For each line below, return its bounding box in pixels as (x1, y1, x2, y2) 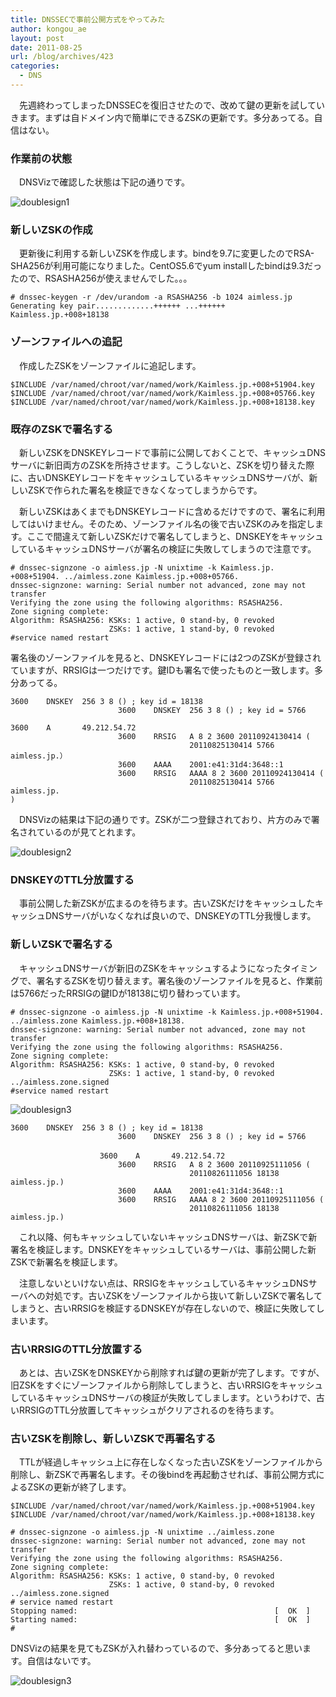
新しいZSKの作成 (10, 223, 93, 237)
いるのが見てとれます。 (44, 826, 142, 838)
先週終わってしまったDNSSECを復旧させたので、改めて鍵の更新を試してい (18, 99, 326, 111)
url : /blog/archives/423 (10, 52, 114, 62)
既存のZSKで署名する (10, 422, 114, 436)
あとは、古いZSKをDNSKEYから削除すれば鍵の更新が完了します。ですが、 (18, 1366, 325, 1378)
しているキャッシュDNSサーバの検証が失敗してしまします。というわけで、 (10, 1391, 317, 1403)
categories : (10, 61, 60, 71)
